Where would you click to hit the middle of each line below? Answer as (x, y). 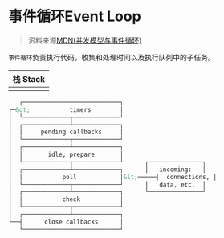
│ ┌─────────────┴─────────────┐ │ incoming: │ (107, 170)
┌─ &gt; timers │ (66, 109)
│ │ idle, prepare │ (66, 155)
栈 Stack (29, 79)
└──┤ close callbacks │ (66, 222)
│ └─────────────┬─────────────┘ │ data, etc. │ (107, 185)
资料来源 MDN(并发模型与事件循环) (85, 40)
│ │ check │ (66, 199)
